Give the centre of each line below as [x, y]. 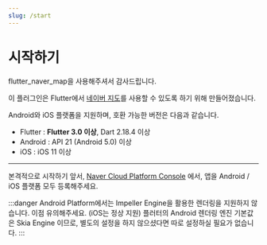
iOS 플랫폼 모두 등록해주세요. [53, 186]
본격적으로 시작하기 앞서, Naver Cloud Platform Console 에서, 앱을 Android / [129, 176]
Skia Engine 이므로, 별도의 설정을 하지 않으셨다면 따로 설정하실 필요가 [124, 223]
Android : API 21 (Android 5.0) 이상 [76, 142]
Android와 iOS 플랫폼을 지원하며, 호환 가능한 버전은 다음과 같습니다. [114, 115]
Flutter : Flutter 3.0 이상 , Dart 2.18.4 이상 [85, 131]
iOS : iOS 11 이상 [45, 151]
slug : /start [30, 16]
